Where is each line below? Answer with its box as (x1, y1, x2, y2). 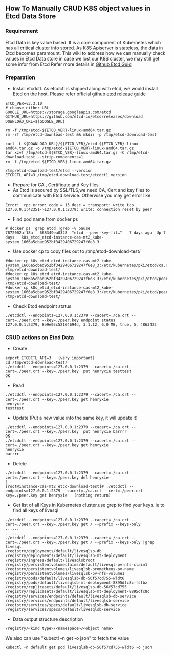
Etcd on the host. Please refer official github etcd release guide (12, 91, 146, 97)
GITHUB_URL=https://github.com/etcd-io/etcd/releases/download (5, 114, 143, 120)
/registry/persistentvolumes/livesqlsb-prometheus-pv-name (5, 567, 134, 572)
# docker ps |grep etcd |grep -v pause (5, 226, 91, 231)
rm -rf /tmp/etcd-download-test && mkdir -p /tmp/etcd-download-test (5, 132, 157, 137)
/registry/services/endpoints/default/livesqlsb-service (5, 598, 130, 603)
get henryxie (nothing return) (39, 493, 111, 498)
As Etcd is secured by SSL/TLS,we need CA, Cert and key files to (12, 187, 150, 193)
